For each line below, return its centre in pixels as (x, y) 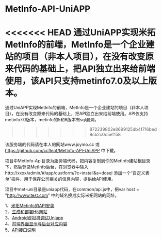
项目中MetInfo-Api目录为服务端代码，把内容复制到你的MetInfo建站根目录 (78, 161)
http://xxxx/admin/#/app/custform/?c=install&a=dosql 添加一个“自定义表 (77, 173)
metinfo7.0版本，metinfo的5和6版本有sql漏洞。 (52, 120)
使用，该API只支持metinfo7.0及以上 (77, 81)
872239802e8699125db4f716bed (123, 129)
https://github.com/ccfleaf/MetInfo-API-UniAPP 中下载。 (62, 151)
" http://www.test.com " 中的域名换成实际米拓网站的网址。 (62, 195)
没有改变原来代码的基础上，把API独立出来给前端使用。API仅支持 (84, 114)
